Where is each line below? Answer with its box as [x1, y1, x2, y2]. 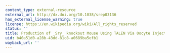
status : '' [5, 26, 28, 31]
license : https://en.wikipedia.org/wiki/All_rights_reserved [5, 21, 137, 27]
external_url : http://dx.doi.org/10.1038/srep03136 [5, 12, 116, 17]
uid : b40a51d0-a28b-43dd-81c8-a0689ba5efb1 [5, 36, 99, 41]
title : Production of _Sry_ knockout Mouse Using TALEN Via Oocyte [5, 31, 151, 36]
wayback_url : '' [5, 40, 39, 45]
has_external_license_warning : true [5, 17, 82, 22]
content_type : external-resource [5, 7, 76, 13]
